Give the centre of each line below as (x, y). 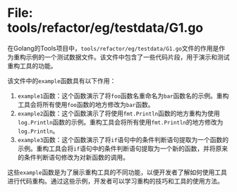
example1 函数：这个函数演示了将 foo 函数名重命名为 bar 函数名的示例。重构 (123, 96)
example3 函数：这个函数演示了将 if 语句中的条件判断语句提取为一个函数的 (123, 139)
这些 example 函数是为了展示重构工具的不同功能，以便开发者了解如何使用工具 (117, 172)
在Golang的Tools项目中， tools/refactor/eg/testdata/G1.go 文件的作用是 (113, 48)
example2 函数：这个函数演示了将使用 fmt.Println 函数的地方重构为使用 (119, 113)
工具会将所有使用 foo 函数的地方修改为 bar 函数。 (86, 104)
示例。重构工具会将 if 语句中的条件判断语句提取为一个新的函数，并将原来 (123, 148)
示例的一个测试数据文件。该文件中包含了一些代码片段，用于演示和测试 (128, 57)
